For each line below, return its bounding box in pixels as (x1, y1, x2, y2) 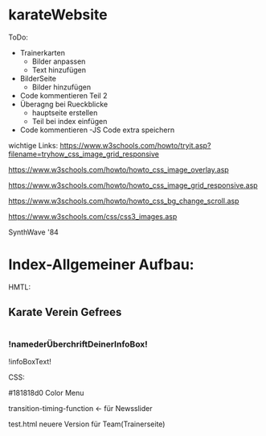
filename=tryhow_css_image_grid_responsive (8, 149, 159, 159)
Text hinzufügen (31, 64, 87, 74)
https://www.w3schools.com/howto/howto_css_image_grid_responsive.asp (8, 180, 259, 190)
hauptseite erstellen (31, 107, 98, 118)
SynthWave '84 (8, 227, 59, 237)
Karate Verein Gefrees (8, 305, 122, 319)
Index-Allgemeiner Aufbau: (8, 255, 194, 274)
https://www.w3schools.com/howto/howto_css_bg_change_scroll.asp (8, 196, 239, 206)
